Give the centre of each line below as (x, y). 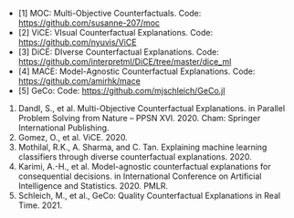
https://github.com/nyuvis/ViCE (77, 42)
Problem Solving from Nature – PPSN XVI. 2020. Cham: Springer (139, 118)
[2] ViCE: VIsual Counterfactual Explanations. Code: (115, 32)
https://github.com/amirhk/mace (79, 81)
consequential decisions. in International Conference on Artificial (140, 176)
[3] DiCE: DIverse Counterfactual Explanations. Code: (118, 52)
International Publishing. (63, 128)
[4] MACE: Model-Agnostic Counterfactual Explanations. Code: (136, 71)
